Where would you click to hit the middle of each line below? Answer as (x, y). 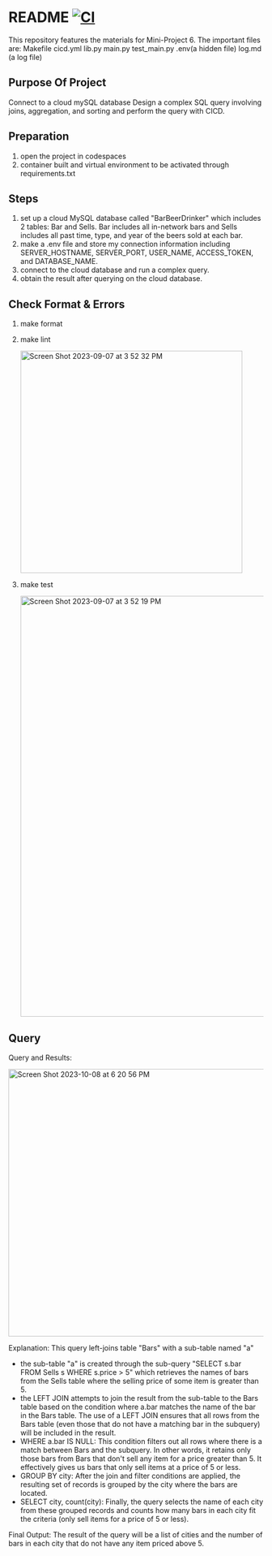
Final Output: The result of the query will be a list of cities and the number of (136, 1534)
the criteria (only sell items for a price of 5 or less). (104, 1519)
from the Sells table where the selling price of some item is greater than (139, 1381)
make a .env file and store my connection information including (125, 244)
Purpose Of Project (57, 82)
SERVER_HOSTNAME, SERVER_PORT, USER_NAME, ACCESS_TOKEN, (136, 253)
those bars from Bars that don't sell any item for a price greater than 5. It (141, 1459)
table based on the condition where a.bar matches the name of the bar (138, 1407)
